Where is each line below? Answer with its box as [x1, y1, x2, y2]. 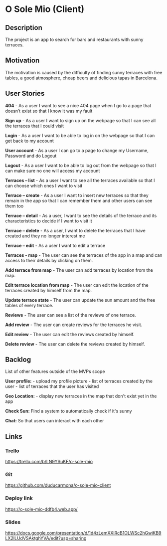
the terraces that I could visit [5, 123, 64, 129]
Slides [5, 519, 21, 526]
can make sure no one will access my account [5, 168, 100, 174]
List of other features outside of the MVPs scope [5, 368, 105, 374]
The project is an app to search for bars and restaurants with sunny [5, 36, 144, 42]
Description [5, 23, 42, 32]
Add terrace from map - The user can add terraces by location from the [5, 267, 154, 273]
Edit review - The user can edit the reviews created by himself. [5, 331, 135, 337]
